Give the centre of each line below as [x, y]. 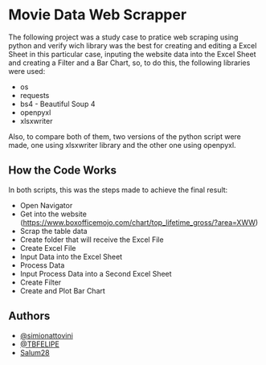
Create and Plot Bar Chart [63, 290]
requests [35, 95]
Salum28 [35, 352]
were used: [27, 71]
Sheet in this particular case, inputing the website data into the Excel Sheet [132, 54]
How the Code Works [62, 170]
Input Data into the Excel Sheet [71, 256]
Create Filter [41, 282]
